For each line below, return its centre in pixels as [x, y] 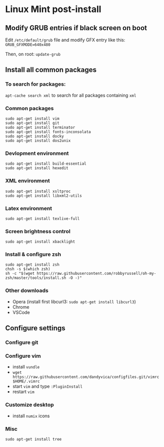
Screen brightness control [38, 231]
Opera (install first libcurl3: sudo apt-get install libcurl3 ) [74, 302]
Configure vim [23, 356]
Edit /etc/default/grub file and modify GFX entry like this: [65, 40]
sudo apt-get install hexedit [37, 168]
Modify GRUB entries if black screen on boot [76, 28]
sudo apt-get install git [32, 123]
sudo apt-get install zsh [32, 265]
